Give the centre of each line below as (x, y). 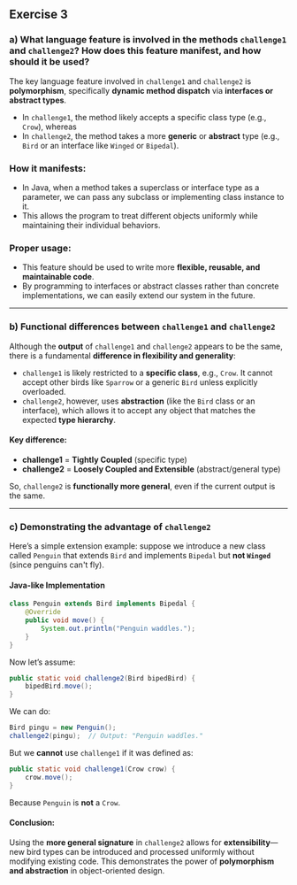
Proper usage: (40, 248)
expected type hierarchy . (69, 419)
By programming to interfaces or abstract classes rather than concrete (150, 286)
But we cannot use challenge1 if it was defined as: (101, 752)
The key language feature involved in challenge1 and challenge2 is (130, 81)
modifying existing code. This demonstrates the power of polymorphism (142, 861)
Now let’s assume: (42, 662)
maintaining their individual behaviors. (91, 225)
